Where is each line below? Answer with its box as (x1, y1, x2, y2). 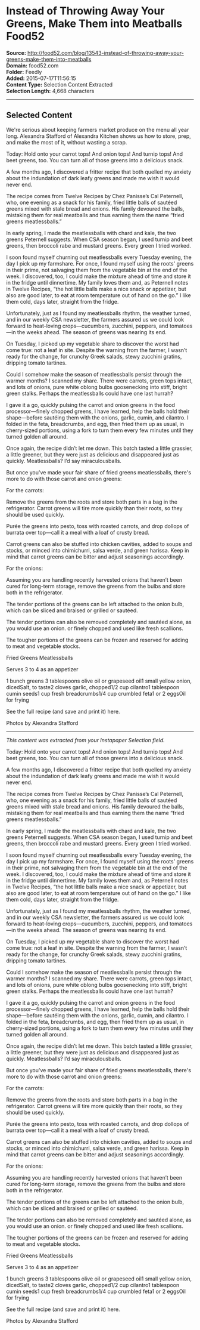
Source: (6, 49, 27, 56)
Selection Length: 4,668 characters (6, 87, 95, 94)
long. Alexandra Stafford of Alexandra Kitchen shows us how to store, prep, (6, 132, 192, 140)
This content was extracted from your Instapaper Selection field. (6, 736, 165, 743)
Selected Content (6, 110, 73, 121)
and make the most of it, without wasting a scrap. (6, 138, 127, 146)
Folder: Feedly (6, 68, 42, 75)
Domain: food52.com (6, 61, 59, 69)
